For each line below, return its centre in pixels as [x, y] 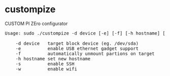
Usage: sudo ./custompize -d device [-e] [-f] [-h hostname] [82, 33]
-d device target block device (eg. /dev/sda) [77, 43]
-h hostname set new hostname [53, 59]
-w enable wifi [46, 69]
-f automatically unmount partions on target [85, 54]
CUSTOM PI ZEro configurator [36, 23]
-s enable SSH [45, 64]
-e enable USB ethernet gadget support [77, 48]
